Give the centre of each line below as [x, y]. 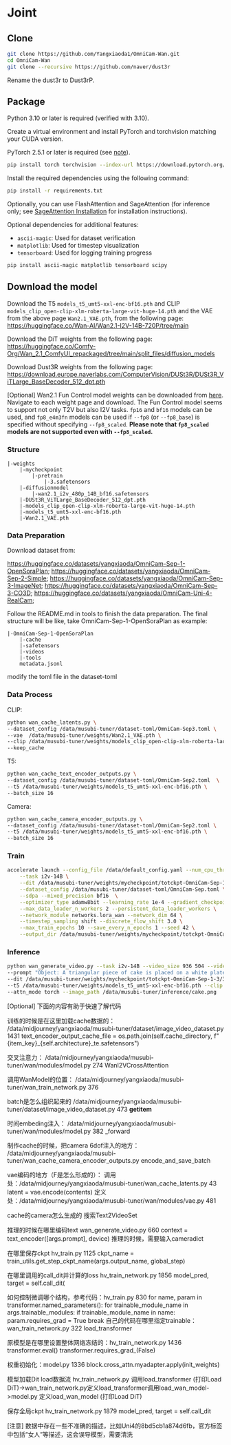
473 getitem [134, 1109]
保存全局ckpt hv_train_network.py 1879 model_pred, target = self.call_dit [109, 1411]
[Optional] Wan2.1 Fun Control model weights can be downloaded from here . [115, 395]
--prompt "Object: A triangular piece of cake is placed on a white [107, 973]
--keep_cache [26, 748]
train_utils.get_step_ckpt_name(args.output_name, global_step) [96, 1261]
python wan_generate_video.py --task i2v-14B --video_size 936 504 [106, 966]
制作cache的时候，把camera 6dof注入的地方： [73, 1145]
